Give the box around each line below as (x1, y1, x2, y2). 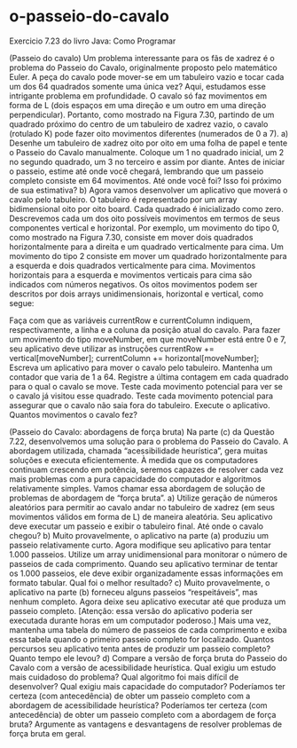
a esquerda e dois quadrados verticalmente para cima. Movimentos (9, 260, 256, 271)
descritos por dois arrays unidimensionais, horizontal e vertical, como (9, 288, 264, 299)
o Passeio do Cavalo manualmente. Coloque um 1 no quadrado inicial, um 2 (9, 146, 285, 157)
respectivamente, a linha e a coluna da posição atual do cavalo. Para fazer (9, 324, 281, 335)
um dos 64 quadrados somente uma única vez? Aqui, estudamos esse (9, 81, 266, 91)
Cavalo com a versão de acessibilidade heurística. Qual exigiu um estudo (9, 662, 277, 673)
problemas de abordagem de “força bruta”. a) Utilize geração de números (9, 492, 277, 503)
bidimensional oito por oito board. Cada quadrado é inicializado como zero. (9, 203, 284, 214)
